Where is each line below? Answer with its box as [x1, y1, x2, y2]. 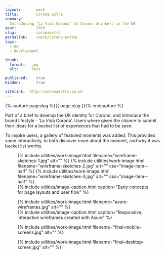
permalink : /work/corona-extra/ [5, 35, 79, 40]
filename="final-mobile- [92, 224, 142, 230]
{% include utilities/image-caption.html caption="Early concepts [17, 184, 148, 190]
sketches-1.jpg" [17, 158, 49, 164]
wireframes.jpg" [17, 204, 50, 210]
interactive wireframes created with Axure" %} [17, 214, 112, 220]
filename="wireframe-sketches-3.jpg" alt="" [17, 173, 108, 179]
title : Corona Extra [5, 12, 63, 17]
